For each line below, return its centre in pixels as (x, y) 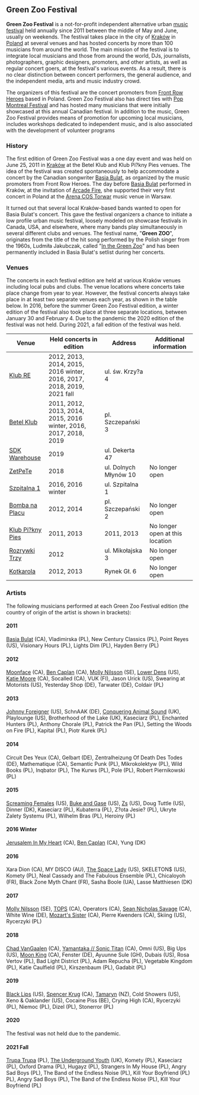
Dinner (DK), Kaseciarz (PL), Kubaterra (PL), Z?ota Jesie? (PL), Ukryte (91, 809)
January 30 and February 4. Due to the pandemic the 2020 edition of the (95, 318)
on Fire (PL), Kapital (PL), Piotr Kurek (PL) (57, 731)
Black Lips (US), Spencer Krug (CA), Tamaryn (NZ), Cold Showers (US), (93, 994)
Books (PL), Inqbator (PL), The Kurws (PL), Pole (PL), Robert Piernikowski (96, 770)
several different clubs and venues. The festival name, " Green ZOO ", (90, 233)
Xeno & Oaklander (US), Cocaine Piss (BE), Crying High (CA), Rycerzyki (93, 1000)
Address (124, 343)
